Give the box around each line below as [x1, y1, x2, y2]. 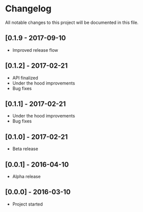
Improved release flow [12, 47, 59, 53]
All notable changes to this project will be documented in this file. [5, 19, 139, 25]
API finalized [12, 75, 38, 81]
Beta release [12, 146, 38, 152]
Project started [12, 201, 43, 207]
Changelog [5, 3, 52, 14]
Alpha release [12, 174, 41, 179]
